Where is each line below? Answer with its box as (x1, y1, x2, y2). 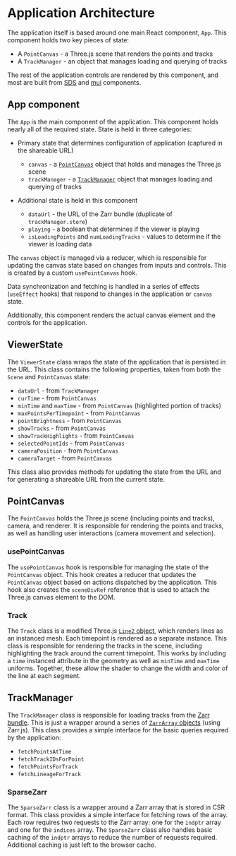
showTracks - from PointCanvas (17, 424, 106, 432)
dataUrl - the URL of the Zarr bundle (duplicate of (27, 210, 173, 218)
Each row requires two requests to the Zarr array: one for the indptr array (7, 818, 222, 827)
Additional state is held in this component (17, 196, 138, 204)
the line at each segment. (7, 671, 81, 679)
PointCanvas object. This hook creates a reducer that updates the (7, 570, 197, 578)
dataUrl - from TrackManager (17, 386, 100, 395)
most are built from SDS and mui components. (7, 78, 142, 86)
